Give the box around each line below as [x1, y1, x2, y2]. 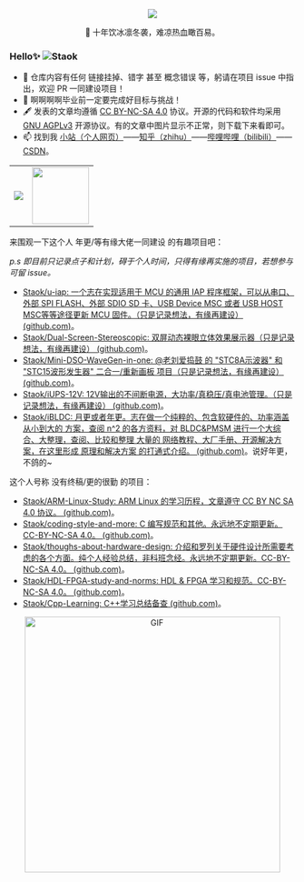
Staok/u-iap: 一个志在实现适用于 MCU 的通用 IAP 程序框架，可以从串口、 [22, 286, 295, 297]
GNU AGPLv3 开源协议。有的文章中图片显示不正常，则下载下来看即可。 [22, 120, 290, 131]
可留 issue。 [9, 267, 56, 278]
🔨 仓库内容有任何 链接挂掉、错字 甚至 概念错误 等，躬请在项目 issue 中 [22, 72, 287, 83]
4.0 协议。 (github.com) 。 [22, 507, 120, 518]
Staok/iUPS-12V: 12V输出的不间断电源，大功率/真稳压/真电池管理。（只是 [22, 389, 293, 400]
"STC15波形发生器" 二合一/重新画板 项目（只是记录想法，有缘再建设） [22, 366, 284, 377]
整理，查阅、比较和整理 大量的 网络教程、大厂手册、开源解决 [46, 435, 274, 446]
